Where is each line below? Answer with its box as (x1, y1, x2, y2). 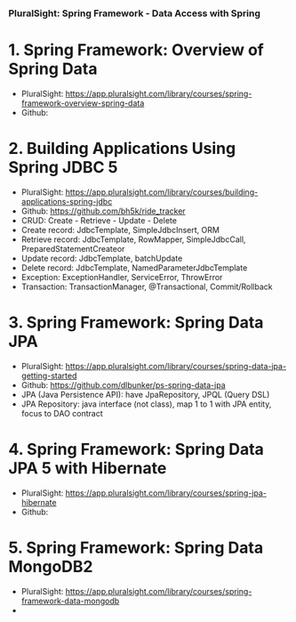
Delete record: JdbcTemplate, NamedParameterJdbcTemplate (20, 262, 248, 273)
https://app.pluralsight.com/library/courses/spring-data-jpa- (65, 360, 286, 371)
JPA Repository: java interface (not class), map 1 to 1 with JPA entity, (20, 399, 272, 409)
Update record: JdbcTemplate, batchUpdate (20, 253, 183, 263)
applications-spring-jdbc (20, 196, 113, 206)
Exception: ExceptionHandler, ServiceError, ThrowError (20, 271, 223, 282)
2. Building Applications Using (8, 139, 236, 158)
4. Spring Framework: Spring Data (8, 439, 264, 459)
